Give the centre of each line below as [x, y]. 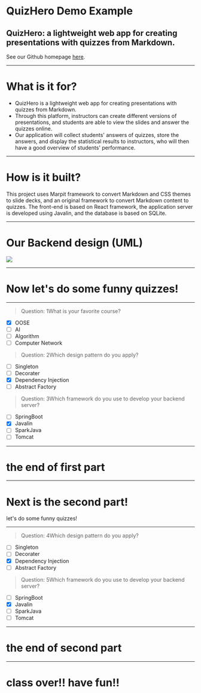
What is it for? [42, 86]
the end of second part [64, 648]
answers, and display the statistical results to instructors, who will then [102, 141]
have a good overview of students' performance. [75, 147]
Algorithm [27, 336]
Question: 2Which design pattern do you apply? [80, 355]
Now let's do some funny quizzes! [92, 289]
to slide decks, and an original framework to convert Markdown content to [98, 200]
